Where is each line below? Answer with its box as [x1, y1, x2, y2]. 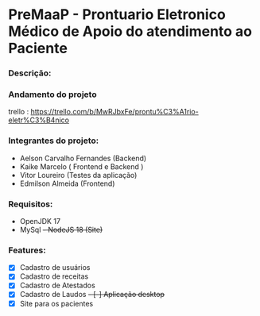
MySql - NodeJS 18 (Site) [19, 225, 103, 234]
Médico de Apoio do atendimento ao [8, 22, 253, 40]
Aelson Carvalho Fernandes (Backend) [19, 153, 147, 163]
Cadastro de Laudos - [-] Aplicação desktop [19, 290, 165, 299]
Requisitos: [8, 198, 53, 210]
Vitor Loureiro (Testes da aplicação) [19, 170, 138, 179]
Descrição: [8, 67, 52, 79]
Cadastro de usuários [19, 263, 91, 272]
